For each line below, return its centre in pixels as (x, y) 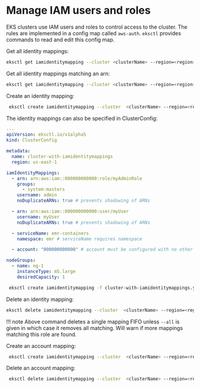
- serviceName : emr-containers (50, 233)
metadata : (18, 151)
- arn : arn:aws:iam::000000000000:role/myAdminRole (77, 178)
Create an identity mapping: (40, 96)
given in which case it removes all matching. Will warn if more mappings (95, 328)
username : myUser (38, 217)
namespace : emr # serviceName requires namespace (80, 239)
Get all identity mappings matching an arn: (58, 73)
